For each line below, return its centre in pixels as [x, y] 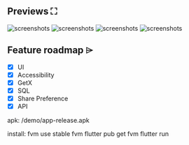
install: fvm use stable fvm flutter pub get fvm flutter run [88, 134]
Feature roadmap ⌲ [50, 51]
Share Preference [43, 98]
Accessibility [36, 75]
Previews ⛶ [32, 12]
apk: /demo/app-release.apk [48, 120]
